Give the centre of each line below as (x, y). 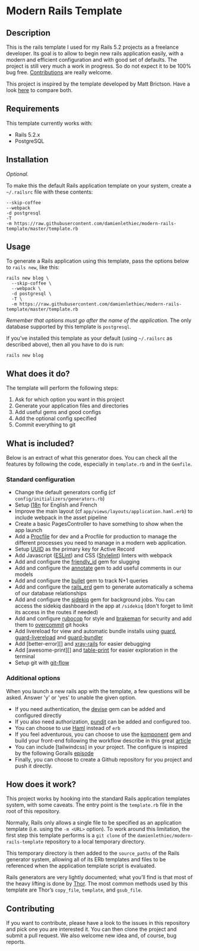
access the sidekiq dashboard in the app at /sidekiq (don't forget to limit (104, 606)
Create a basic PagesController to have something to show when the (99, 524)
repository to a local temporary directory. (95, 842)
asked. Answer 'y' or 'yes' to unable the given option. (71, 697)
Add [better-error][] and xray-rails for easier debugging (83, 644)
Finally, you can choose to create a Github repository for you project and (103, 759)
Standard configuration (41, 479)
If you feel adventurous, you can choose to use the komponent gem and (103, 734)
